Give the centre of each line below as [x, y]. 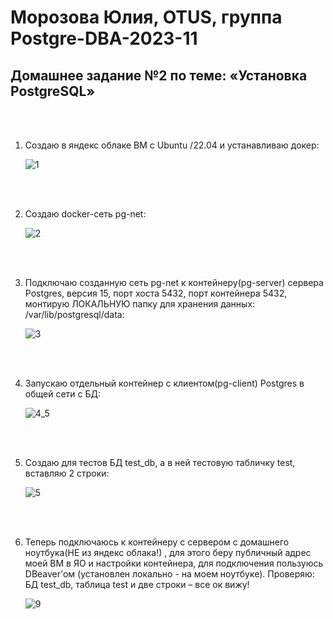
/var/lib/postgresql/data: [74, 314]
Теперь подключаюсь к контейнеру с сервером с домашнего [157, 542]
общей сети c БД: [62, 394]
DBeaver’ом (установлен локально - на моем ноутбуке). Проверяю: [169, 574]
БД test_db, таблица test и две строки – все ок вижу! [137, 584]
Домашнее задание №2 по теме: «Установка [159, 75]
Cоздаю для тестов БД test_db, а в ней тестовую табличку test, [160, 462]
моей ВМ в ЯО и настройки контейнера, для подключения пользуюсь [174, 563]
